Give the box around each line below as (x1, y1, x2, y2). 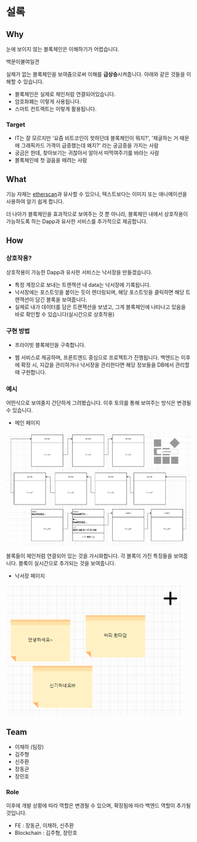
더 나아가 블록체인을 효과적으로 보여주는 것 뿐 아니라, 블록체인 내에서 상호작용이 (6, 211, 188, 218)
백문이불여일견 (6, 58, 40, 65)
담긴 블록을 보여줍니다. (35, 296, 87, 303)
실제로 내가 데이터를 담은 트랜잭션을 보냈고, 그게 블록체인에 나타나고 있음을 (14, 303, 186, 310)
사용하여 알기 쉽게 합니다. (6, 198, 65, 205)
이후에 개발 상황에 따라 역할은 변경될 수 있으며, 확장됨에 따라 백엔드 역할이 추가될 (6, 802, 191, 809)
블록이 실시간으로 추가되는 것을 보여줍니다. (18, 560, 116, 567)
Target (6, 120, 25, 129)
